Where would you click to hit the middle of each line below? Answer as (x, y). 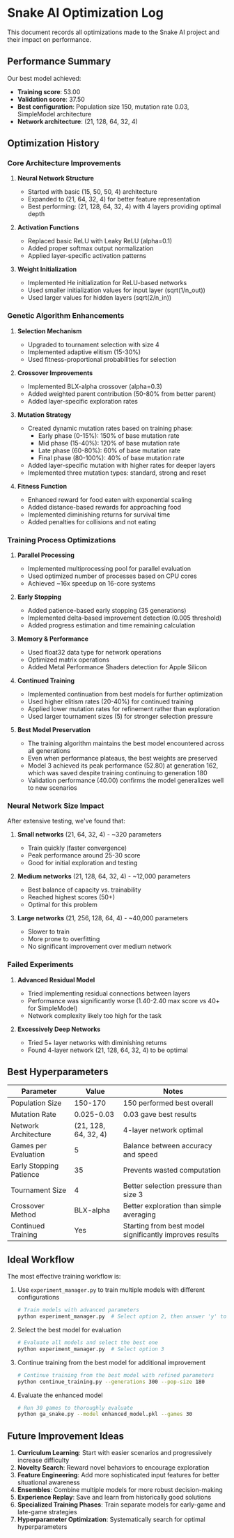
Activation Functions (48, 227)
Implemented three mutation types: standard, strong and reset (117, 473)
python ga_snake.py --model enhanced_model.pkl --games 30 (105, 1414)
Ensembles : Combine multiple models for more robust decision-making (120, 1490)
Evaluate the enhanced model (60, 1395)
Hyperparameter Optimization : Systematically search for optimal (111, 1520)
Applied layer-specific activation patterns (87, 256)
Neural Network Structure (55, 178)
